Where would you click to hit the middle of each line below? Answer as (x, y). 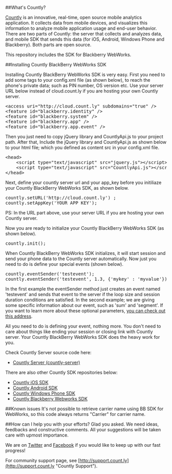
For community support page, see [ (43, 460)
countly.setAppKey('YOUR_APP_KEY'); (51, 203)
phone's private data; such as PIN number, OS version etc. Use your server (84, 85)
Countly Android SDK (35, 388)
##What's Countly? (26, 7)
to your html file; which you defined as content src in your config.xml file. (82, 148)
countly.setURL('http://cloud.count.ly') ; (61, 198)
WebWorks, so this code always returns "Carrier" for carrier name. (76, 414)
